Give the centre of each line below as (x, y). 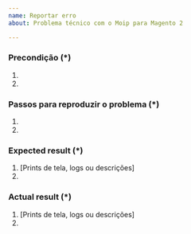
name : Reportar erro (43, 16)
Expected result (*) (46, 150)
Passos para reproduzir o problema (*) (84, 104)
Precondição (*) (40, 58)
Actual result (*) (40, 197)
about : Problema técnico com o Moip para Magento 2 (95, 23)
